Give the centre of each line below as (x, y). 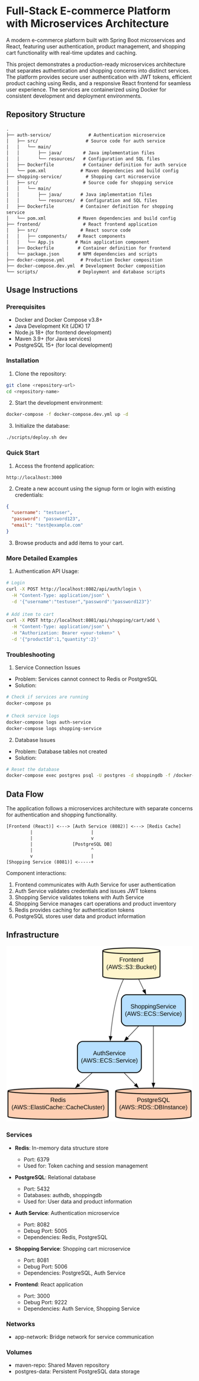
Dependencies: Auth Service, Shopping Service (82, 1308)
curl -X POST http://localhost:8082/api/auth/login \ (74, 589)
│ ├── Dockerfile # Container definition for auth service (96, 165)
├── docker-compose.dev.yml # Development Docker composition (86, 266)
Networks (21, 1324)
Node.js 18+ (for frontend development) (63, 333)
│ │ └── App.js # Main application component (78, 242)
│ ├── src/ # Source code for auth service (86, 141)
